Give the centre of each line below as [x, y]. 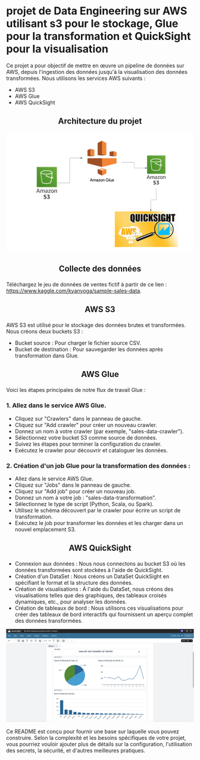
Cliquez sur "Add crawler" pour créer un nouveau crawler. [86, 425]
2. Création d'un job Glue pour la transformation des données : [98, 465]
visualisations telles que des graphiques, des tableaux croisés [91, 595]
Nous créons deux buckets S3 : [45, 332]
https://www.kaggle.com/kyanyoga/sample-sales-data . [74, 291]
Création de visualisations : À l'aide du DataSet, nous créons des [94, 589]
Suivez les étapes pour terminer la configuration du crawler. [88, 444]
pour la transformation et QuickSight [99, 36]
